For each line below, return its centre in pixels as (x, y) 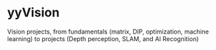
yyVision (34, 13)
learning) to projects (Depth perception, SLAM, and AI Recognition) (103, 38)
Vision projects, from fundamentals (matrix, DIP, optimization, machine (108, 32)
